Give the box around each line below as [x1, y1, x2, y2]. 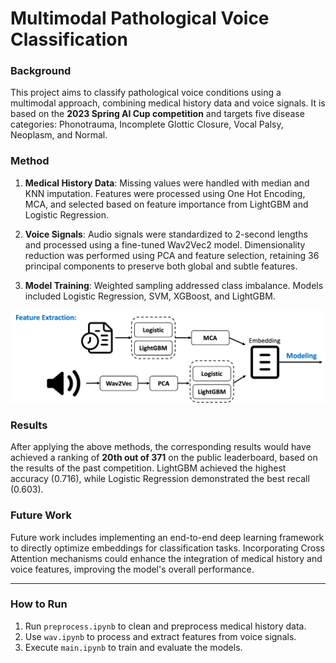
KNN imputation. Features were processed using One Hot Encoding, [24, 187, 306, 199]
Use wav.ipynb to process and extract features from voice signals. [24, 630, 297, 642]
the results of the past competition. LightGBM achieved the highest [10, 462, 287, 474]
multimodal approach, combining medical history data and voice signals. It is [10, 97, 326, 109]
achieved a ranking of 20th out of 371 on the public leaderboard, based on [10, 452, 318, 464]
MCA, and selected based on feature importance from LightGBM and [24, 198, 309, 210]
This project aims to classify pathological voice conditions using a [10, 87, 282, 99]
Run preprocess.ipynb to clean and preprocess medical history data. [24, 620, 307, 632]
